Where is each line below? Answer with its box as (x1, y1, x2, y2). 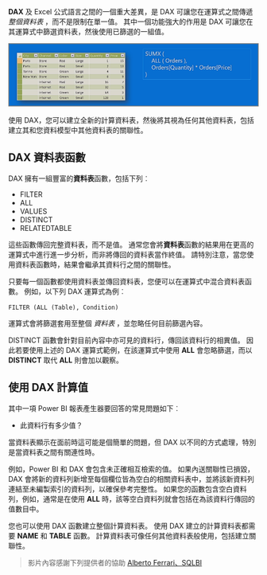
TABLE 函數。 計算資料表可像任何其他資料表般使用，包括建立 (48, 530, 250, 540)
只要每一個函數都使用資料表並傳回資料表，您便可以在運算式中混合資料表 (8, 276, 245, 286)
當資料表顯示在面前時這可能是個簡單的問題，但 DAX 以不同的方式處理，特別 (8, 437, 257, 447)
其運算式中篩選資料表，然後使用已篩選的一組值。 (8, 27, 168, 36)
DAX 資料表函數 (8, 151, 86, 165)
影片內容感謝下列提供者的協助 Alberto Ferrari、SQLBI (27, 557, 203, 567)
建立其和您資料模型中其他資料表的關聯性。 (8, 126, 148, 135)
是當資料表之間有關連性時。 (8, 447, 99, 456)
